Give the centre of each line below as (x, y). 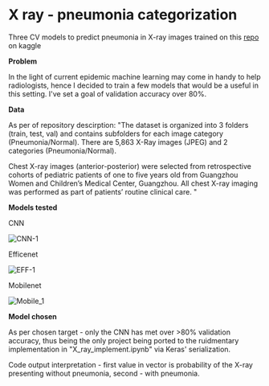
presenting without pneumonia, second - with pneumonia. (104, 373)
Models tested (33, 207)
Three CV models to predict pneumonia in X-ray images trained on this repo (134, 37)
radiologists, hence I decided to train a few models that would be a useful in (134, 85)
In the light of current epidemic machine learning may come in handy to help (134, 76)
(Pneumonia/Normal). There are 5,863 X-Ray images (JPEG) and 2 (118, 142)
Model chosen (33, 316)
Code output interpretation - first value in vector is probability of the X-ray (130, 364)
